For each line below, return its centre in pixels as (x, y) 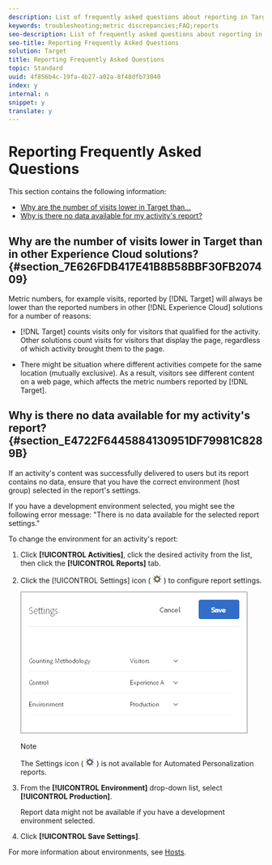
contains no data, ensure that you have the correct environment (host (124, 481)
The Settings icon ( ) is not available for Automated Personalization (137, 763)
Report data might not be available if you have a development (122, 812)
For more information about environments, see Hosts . (98, 852)
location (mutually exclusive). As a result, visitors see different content (137, 373)
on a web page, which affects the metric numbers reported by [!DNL (134, 382)
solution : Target (38, 51)
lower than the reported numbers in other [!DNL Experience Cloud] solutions (136, 307)
